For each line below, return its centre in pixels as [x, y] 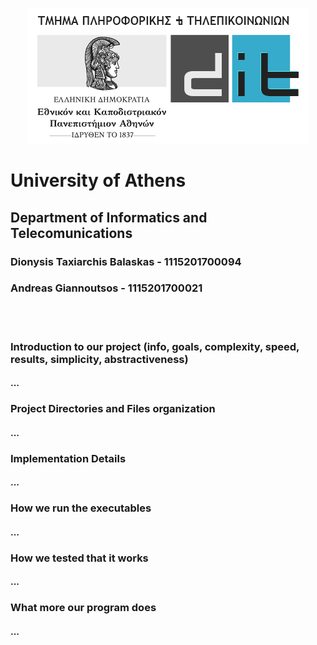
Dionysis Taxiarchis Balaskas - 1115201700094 [126, 261]
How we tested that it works [79, 558]
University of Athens [98, 180]
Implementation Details [68, 458]
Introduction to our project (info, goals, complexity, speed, [155, 346]
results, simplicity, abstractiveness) [99, 359]
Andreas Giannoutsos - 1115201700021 [106, 288]
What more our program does [83, 608]
